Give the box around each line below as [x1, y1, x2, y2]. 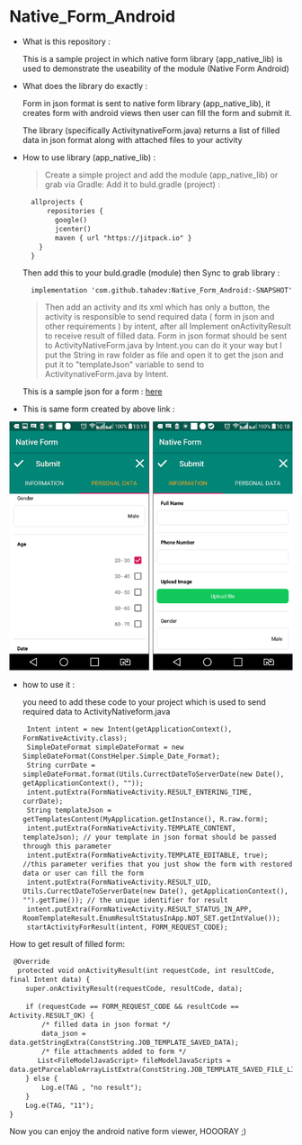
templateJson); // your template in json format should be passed [22, 833, 277, 842]
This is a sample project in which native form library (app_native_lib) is [22, 53, 283, 64]
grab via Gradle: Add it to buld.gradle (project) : [44, 178, 220, 190]
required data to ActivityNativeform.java [22, 706, 171, 717]
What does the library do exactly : [22, 80, 148, 91]
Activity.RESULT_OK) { [9, 1011, 94, 1020]
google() [55, 215, 88, 224]
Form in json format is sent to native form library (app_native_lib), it [22, 97, 271, 109]
